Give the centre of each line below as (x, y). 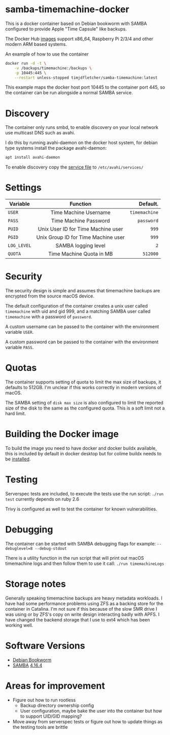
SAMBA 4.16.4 (27, 665)
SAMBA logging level (80, 246)
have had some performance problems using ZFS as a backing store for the (84, 603)
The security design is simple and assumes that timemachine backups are (83, 291)
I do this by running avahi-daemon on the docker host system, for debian (81, 143)
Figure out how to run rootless (44, 700)
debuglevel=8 (19, 549)
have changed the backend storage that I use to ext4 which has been (78, 619)
